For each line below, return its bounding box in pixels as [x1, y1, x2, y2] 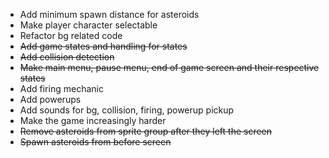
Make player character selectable [19, 19, 158, 31]
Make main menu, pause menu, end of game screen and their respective [19, 62, 320, 73]
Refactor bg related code [19, 30, 123, 41]
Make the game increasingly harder [19, 115, 167, 126]
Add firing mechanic [19, 83, 104, 94]
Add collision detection [19, 51, 115, 63]
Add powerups [19, 94, 82, 105]
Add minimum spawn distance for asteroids [19, 9, 200, 20]
